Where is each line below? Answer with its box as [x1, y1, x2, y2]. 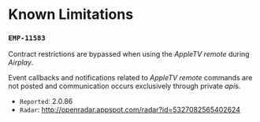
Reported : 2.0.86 [19, 97, 73, 106]
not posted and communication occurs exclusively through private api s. [8, 81, 241, 91]
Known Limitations [8, 6, 134, 24]
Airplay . [8, 57, 34, 68]
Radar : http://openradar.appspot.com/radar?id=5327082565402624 [19, 105, 240, 115]
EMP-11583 [8, 34, 46, 43]
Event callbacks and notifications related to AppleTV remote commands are [8, 73, 253, 83]
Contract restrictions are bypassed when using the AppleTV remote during [8, 50, 250, 59]
